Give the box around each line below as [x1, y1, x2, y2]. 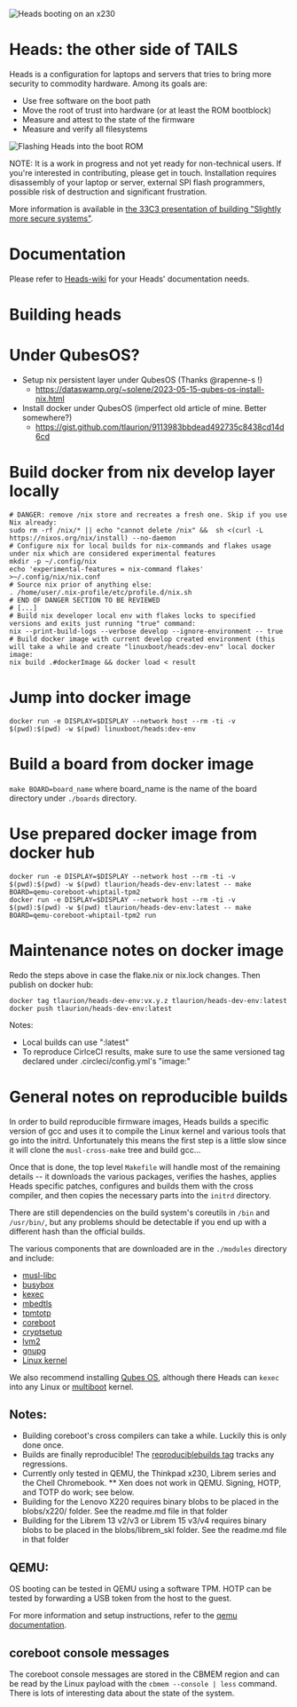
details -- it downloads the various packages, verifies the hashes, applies [9, 1171, 277, 1181]
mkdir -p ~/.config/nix [9, 557, 98, 565]
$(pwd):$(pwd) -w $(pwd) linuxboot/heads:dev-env [9, 724, 197, 733]
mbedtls [21, 1298, 52, 1308]
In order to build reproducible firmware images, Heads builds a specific [9, 1116, 270, 1126]
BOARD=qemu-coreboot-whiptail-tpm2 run [9, 911, 157, 920]
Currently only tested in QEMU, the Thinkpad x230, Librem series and [21, 1468, 277, 1479]
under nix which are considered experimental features [9, 549, 216, 558]
